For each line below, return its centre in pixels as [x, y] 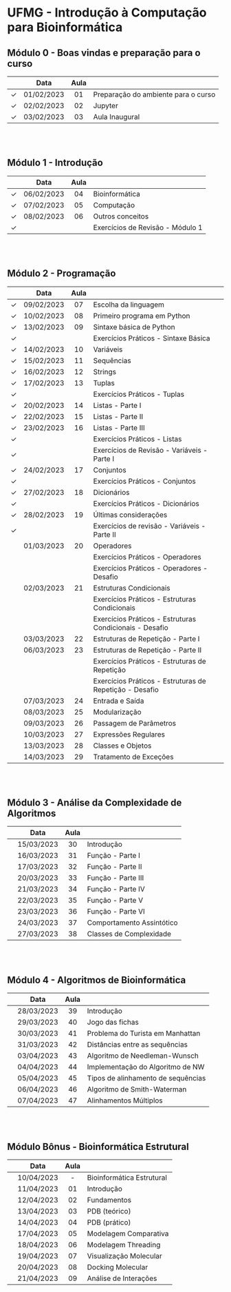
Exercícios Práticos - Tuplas [139, 394]
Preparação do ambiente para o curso [154, 94]
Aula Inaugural [117, 117]
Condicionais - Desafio [131, 627]
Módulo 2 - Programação [62, 274]
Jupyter [106, 106]
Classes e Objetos [122, 746]
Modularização [118, 712]
